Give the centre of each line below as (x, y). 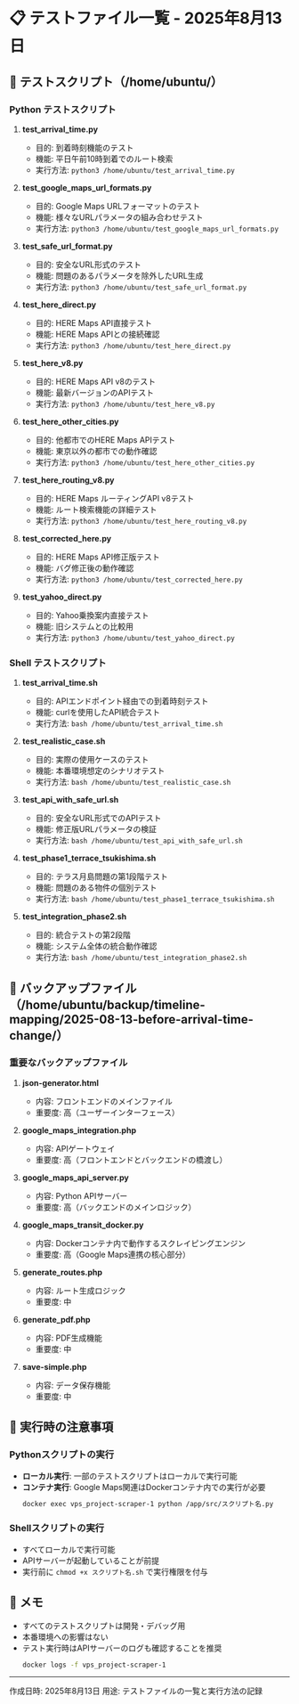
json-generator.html (61, 1082)
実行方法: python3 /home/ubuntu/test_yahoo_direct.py (135, 637)
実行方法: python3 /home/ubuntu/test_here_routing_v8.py (141, 520)
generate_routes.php (62, 1272)
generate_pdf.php (56, 1319)
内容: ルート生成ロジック (81, 1290)
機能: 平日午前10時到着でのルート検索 (104, 159)
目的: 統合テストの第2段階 (83, 935)
